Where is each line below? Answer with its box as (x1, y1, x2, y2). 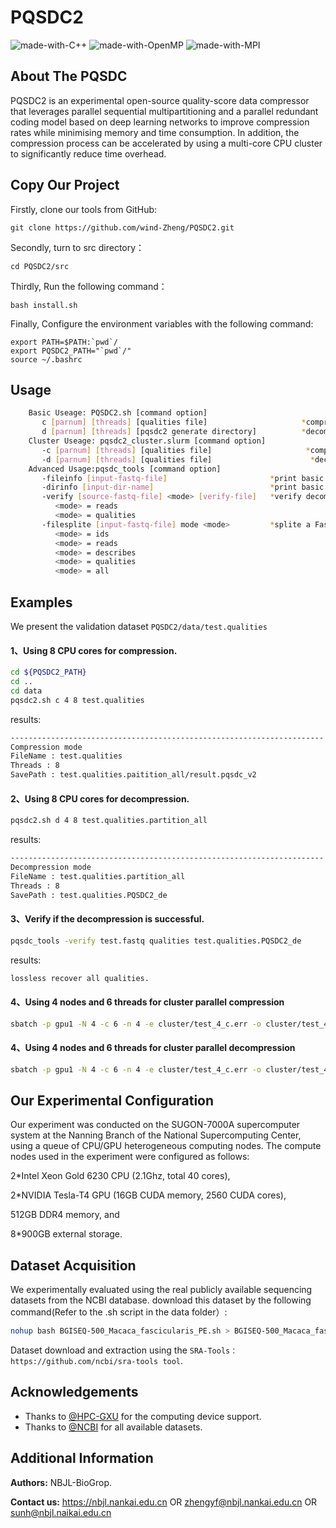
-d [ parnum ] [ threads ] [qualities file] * (41, 454, 315, 465)
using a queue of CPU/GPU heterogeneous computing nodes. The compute (10, 1140, 322, 1152)
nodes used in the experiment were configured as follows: (10, 1151, 250, 1163)
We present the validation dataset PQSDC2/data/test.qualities (10, 620, 268, 632)
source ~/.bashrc (10, 354, 83, 365)
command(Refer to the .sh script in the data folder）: (10, 1306, 228, 1318)
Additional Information (10, 1450, 154, 1467)
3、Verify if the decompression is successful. (10, 913, 205, 925)
